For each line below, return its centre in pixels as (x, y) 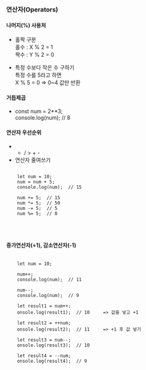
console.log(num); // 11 (50, 279)
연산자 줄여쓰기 (33, 160)
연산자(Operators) (32, 9)
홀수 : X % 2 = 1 (34, 47)
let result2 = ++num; (44, 323)
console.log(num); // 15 (50, 187)
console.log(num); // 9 (48, 295)
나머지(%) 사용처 (26, 25)
